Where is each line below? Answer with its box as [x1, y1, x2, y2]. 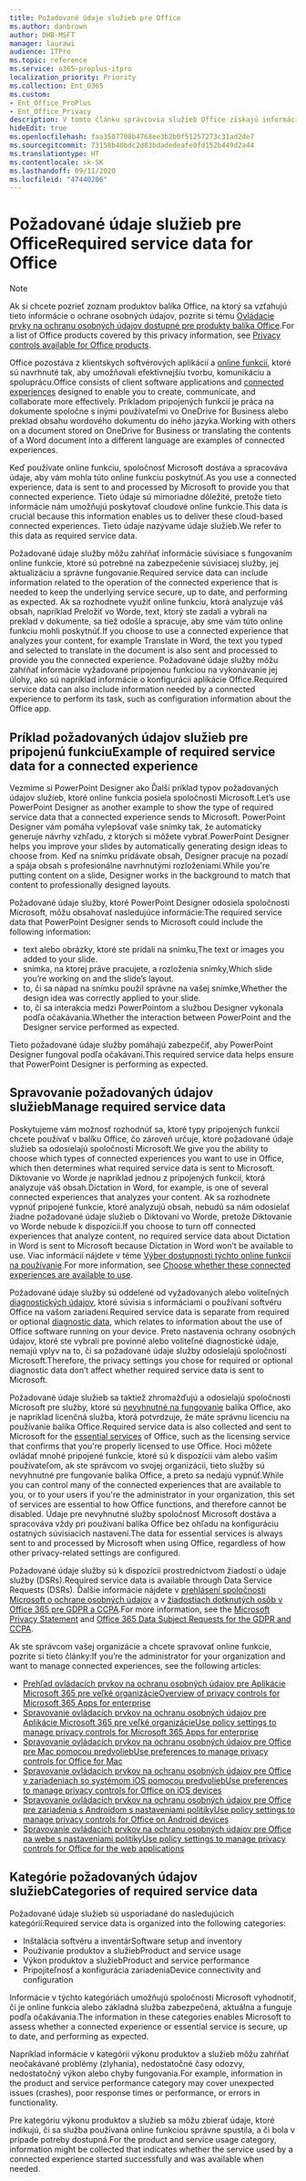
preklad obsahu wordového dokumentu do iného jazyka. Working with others [9, 416, 296, 427]
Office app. [9, 703, 52, 714]
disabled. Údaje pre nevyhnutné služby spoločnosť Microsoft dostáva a [9, 1508, 277, 1519]
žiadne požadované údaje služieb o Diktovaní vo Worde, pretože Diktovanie [9, 1211, 292, 1222]
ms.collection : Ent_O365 [9, 81, 104, 90]
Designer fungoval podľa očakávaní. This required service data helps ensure [9, 1049, 294, 1059]
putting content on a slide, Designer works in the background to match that [9, 869, 291, 880]
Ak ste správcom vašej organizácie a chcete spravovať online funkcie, [9, 1640, 272, 1651]
